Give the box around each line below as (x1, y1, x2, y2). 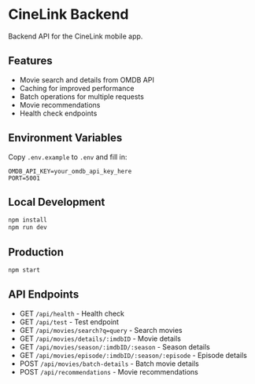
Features (8, 54, 53, 68)
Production (8, 245, 65, 258)
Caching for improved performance (19, 83, 135, 93)
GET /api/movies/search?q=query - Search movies (19, 325, 183, 335)
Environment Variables (8, 131, 123, 144)
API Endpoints (8, 288, 79, 302)
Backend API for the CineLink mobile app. (8, 31, 143, 41)
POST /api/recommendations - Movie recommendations (19, 367, 198, 376)
